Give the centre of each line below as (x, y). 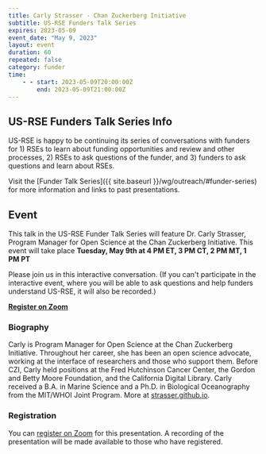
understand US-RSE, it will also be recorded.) (82, 291)
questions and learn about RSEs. (62, 166)
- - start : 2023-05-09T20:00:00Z (78, 82)
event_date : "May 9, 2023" (53, 38)
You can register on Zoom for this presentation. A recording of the (116, 433)
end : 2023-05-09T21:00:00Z (81, 89)
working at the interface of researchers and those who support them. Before (133, 361)
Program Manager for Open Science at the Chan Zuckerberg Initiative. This (131, 242)
